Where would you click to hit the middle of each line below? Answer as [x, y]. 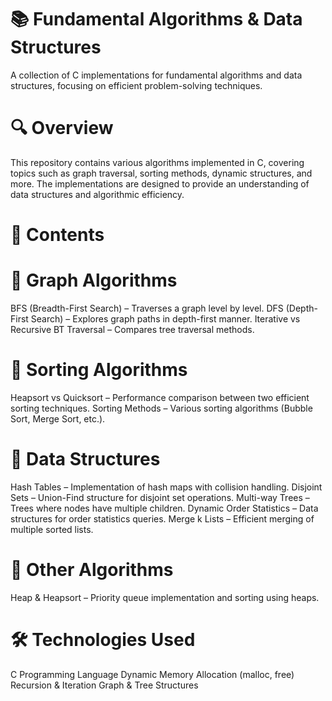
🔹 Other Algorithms [92, 570]
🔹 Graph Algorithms [94, 280]
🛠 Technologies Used [103, 640]
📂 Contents [57, 235]
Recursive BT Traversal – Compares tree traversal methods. [132, 329]
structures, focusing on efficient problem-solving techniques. [136, 85]
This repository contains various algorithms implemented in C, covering [157, 162]
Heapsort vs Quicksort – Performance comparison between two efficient [160, 397]
